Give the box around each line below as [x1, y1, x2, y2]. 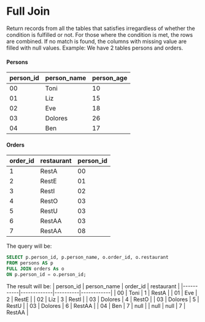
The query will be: [6, 242, 52, 250]
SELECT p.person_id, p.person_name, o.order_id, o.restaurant [6, 255, 169, 261]
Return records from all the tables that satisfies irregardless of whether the [6, 25, 195, 32]
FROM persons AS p [6, 260, 53, 266]
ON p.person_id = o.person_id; [6, 271, 87, 277]
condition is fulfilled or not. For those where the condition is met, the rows [6, 31, 193, 38]
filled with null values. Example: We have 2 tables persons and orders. [6, 44, 184, 52]
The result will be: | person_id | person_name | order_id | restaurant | [6, 282, 180, 289]
